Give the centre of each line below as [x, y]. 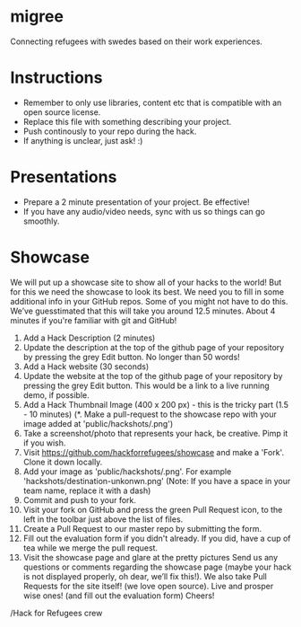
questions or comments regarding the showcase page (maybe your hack [157, 567]
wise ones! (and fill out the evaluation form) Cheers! [119, 596]
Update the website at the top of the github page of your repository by [153, 375]
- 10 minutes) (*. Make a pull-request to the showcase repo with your [150, 414]
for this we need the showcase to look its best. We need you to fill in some [147, 291]
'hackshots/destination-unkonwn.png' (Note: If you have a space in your [157, 481]
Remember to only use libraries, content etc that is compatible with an [152, 102]
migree [37, 17]
